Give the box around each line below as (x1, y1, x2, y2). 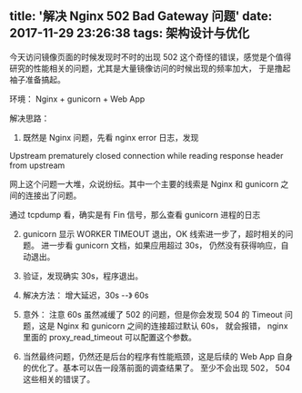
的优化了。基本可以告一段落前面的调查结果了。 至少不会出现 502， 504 (22, 362, 291, 373)
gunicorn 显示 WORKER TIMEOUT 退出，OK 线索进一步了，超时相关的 (22, 228, 286, 239)
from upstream (9, 160, 65, 171)
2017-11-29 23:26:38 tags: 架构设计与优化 (9, 25, 250, 41)
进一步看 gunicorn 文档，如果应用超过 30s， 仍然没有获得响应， (40, 240, 282, 251)
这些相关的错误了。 (22, 373, 96, 384)
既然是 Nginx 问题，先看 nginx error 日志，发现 (22, 132, 199, 142)
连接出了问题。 (25, 190, 82, 201)
